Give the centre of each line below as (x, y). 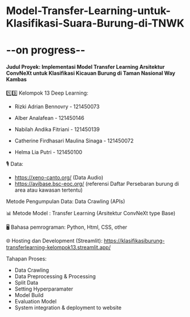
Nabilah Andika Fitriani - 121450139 (57, 129)
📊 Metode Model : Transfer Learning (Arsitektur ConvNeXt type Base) (91, 213)
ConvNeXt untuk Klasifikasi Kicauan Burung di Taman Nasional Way (91, 73)
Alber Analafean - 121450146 (49, 118)
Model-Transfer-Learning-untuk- (89, 11)
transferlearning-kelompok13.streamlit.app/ (58, 247)
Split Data (26, 282)
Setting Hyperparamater (44, 289)
